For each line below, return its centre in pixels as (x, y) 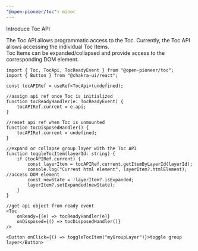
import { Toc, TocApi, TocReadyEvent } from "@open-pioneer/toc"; (90, 70)
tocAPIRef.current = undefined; (57, 133)
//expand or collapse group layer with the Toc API (71, 148)
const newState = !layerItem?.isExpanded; (81, 179)
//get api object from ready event (50, 206)
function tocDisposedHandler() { (48, 128)
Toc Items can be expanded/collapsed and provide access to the (86, 53)
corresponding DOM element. (43, 59)
